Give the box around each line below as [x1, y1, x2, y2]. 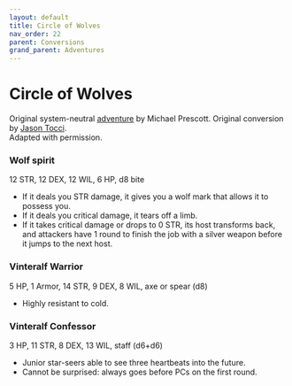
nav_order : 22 [9, 29, 62, 38]
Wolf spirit [9, 154, 56, 166]
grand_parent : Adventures [9, 46, 104, 55]
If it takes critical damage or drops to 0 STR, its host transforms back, [21, 220, 276, 230]
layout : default [9, 12, 69, 22]
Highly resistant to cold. [21, 297, 109, 308]
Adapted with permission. [9, 132, 104, 143]
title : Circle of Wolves [9, 21, 101, 30]
